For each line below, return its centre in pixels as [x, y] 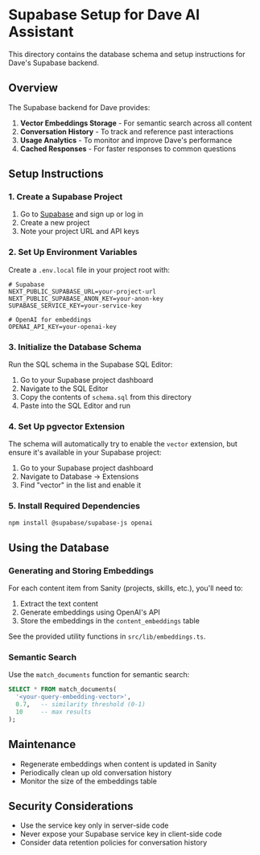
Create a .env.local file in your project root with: [89, 269]
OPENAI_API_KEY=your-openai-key [62, 327]
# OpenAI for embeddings [50, 319]
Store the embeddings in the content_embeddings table [109, 621]
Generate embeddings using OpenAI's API [90, 612]
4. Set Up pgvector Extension [66, 426]
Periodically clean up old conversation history [96, 772]
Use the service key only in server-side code [94, 825]
